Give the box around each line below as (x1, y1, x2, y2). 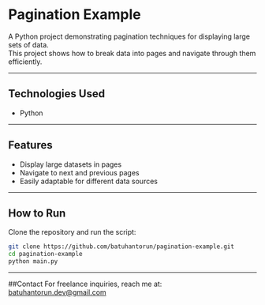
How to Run (8, 206, 66, 220)
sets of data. (8, 40, 49, 49)
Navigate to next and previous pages (19, 168, 140, 177)
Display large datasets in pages (19, 160, 122, 169)
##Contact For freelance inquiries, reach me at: (8, 279, 162, 288)
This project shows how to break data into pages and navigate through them (8, 48, 256, 58)
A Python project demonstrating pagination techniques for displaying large (8, 32, 251, 41)
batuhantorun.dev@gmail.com (8, 288, 106, 297)
